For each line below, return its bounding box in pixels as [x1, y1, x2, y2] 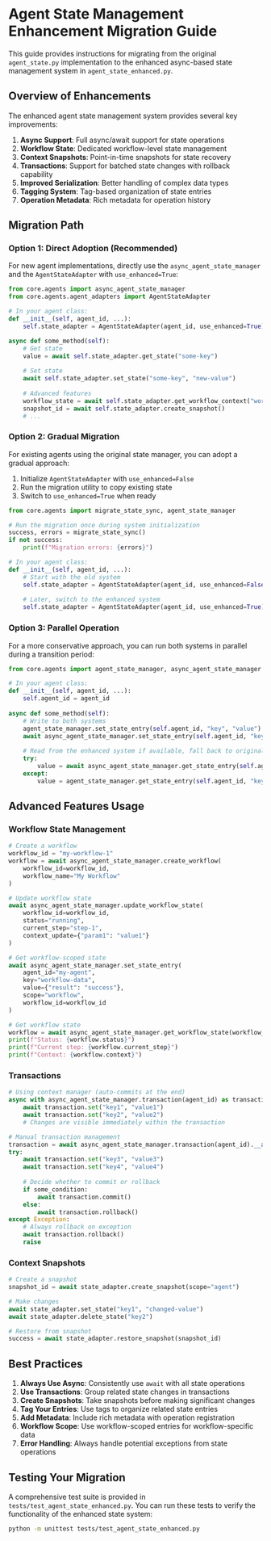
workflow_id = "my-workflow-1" [8, 850, 114, 858]
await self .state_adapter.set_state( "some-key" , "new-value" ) [23, 375, 236, 383]
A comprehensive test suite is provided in [8, 1492, 146, 1501]
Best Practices [8, 1357, 83, 1371]
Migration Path [8, 219, 85, 233]
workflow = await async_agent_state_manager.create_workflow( [8, 857, 222, 865]
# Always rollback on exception [23, 1223, 131, 1232]
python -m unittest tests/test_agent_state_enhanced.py [8, 1524, 200, 1533]
